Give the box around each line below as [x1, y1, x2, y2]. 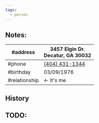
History [5, 94, 29, 102]
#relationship [8, 77, 39, 84]
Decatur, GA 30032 [43, 52, 92, 59]
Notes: [5, 31, 27, 39]
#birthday [8, 69, 31, 76]
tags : [5, 7, 17, 13]
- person [10, 12, 28, 17]
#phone [8, 60, 26, 68]
